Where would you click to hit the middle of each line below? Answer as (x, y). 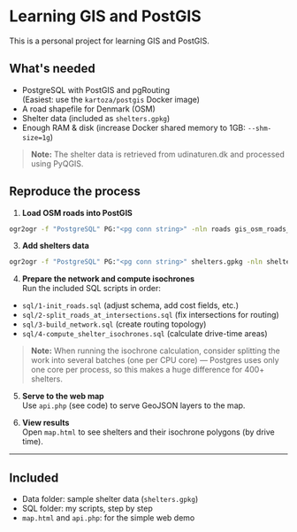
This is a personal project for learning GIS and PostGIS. (109, 41)
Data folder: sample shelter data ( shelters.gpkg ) (110, 499)
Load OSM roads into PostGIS (77, 212)
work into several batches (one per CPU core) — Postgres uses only (155, 360)
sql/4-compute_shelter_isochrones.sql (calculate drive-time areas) (145, 334)
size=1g (36, 138)
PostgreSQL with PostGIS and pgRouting (96, 89)
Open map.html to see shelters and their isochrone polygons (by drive (148, 432)
